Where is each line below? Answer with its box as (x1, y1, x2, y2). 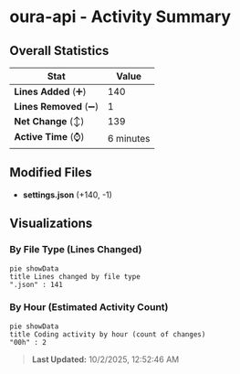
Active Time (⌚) (14, 131, 85, 143)
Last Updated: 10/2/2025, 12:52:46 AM (31, 354, 180, 365)
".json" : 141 (9, 280, 64, 289)
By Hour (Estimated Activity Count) (9, 301, 169, 314)
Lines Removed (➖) (14, 101, 99, 112)
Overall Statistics (9, 43, 110, 59)
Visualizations (9, 216, 93, 231)
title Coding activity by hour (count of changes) (9, 329, 206, 339)
